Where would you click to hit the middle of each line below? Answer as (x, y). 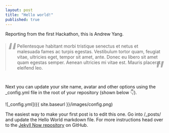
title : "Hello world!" (29, 15)
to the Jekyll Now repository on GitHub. (47, 125)
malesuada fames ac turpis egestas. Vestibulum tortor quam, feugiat (89, 52)
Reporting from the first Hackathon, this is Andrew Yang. (64, 34)
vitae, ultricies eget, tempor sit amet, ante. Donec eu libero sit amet (87, 57)
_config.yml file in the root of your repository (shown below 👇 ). (71, 93)
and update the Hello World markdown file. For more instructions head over (84, 120)
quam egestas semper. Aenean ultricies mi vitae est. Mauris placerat (89, 62)
